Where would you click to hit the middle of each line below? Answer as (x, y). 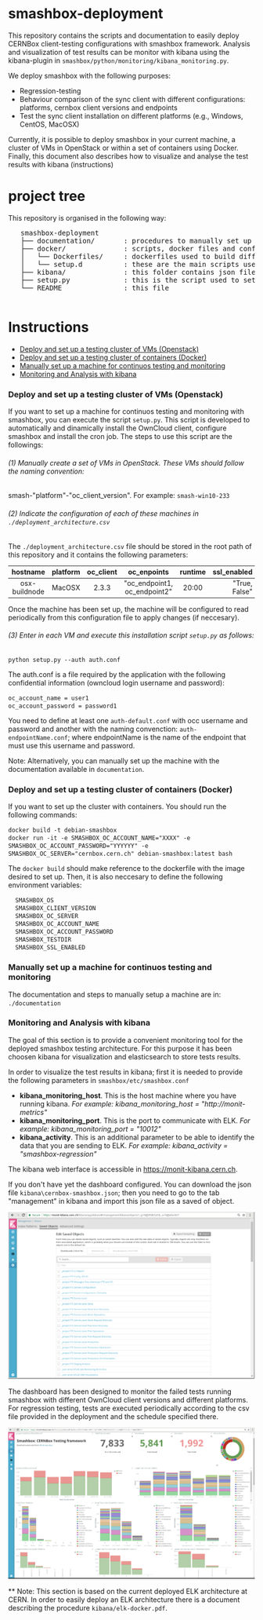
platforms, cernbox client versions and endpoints (98, 108)
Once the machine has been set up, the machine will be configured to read (128, 609)
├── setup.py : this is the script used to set (138, 280)
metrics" (33, 1112)
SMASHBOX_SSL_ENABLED (50, 948)
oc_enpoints (149, 572)
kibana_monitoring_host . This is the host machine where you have (128, 1095)
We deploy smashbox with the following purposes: (89, 75)
